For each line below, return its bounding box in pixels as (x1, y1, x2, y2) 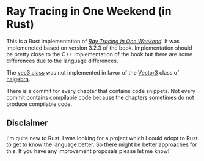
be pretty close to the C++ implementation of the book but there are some (6, 50, 193, 58)
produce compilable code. (6, 100, 73, 108)
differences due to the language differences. (6, 57, 118, 64)
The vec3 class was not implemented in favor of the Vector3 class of (6, 69, 180, 76)
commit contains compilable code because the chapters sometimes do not (6, 94, 194, 101)
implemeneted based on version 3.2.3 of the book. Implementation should (6, 44, 192, 51)
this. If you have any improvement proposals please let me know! (6, 147, 170, 154)
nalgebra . (6, 75, 31, 83)
